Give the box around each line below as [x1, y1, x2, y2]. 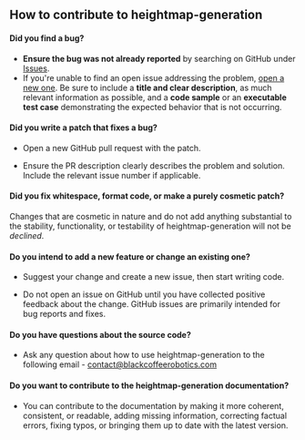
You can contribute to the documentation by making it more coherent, [22, 400, 284, 411]
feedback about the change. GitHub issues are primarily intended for [22, 299, 280, 310]
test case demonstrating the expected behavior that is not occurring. [22, 101, 282, 112]
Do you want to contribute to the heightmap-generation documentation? [9, 380, 290, 391]
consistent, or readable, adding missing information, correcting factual [22, 410, 288, 421]
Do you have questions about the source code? [9, 329, 191, 340]
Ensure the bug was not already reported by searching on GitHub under [22, 53, 296, 64]
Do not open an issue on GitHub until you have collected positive [22, 289, 266, 300]
